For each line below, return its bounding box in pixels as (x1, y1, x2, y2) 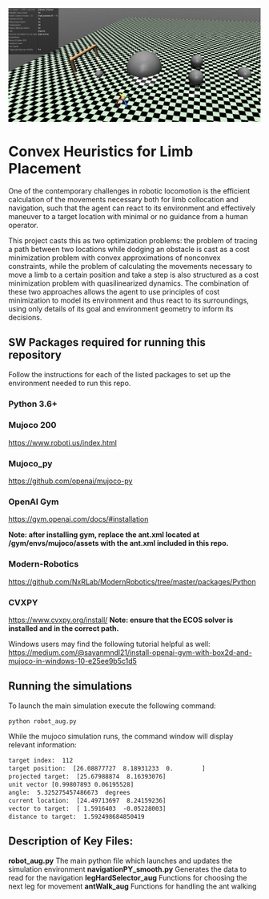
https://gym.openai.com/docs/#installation (8, 515, 149, 524)
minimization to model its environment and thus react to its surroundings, (8, 295, 250, 305)
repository (8, 348, 62, 362)
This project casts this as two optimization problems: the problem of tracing (8, 235, 258, 245)
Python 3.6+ (8, 398, 58, 409)
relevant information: (8, 739, 78, 750)
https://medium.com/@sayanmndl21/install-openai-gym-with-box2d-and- (8, 648, 252, 657)
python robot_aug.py (8, 717, 78, 726)
